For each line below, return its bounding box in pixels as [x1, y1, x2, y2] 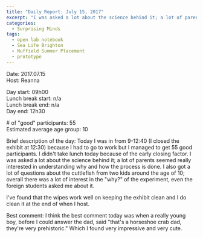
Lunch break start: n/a [6, 95, 62, 102]
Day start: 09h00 [6, 88, 48, 95]
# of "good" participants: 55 [6, 119, 76, 127]
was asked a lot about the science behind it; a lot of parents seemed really [6, 156, 192, 163]
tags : [6, 31, 20, 37]
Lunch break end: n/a [6, 101, 60, 108]
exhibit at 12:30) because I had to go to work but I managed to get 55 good [6, 143, 192, 151]
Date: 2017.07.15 [6, 70, 46, 77]
